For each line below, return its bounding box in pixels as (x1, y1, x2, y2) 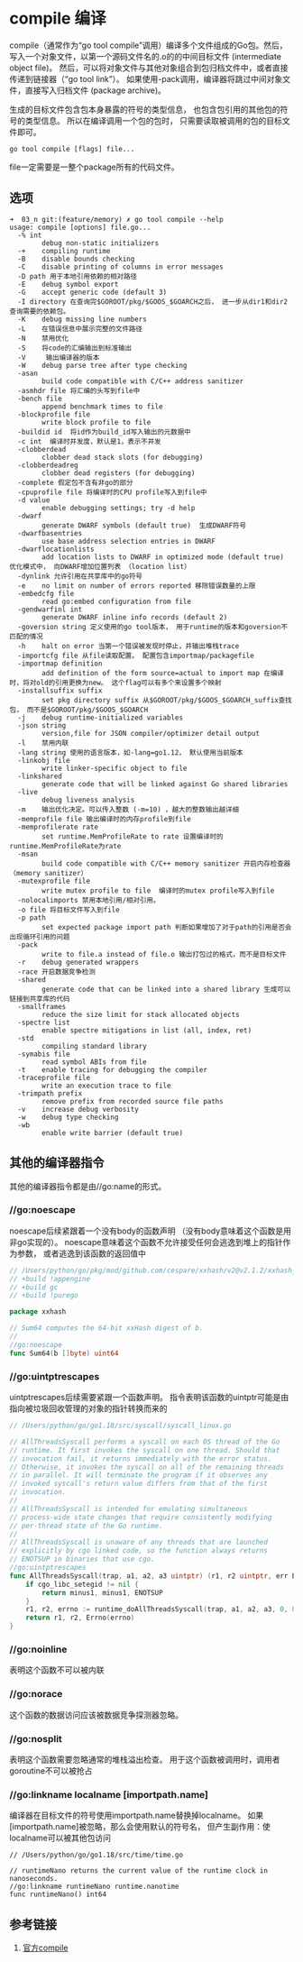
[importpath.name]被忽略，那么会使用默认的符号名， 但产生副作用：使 (9, 1821, 271, 1832)
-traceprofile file (17, 1073, 91, 1082)
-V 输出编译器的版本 (17, 353, 100, 362)
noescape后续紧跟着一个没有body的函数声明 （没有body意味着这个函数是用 (9, 1225, 291, 1236)
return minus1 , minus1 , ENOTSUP (41, 1588, 164, 1597)
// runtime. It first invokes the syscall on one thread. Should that (9, 1445, 280, 1454)
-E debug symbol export (17, 280, 119, 289)
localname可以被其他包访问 (9, 1832, 111, 1844)
